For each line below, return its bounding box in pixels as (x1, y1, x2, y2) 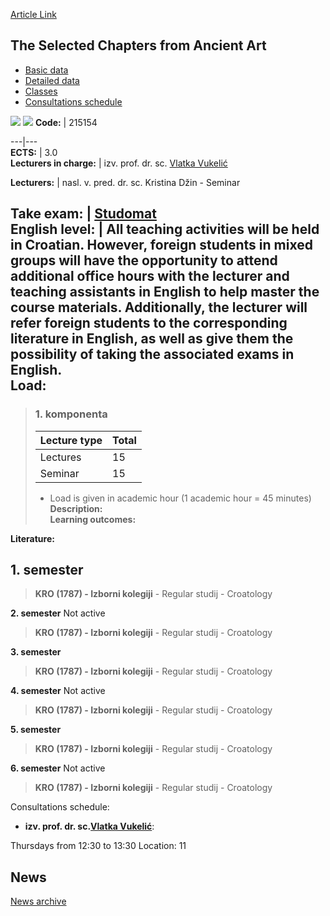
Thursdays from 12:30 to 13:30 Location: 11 (10, 840, 187, 852)
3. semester (10, 646, 62, 658)
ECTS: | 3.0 (10, 146, 58, 158)
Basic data (24, 64, 69, 76)
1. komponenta (34, 407, 108, 421)
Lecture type (39, 433, 103, 447)
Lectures (39, 450, 82, 464)
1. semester (10, 561, 84, 578)
